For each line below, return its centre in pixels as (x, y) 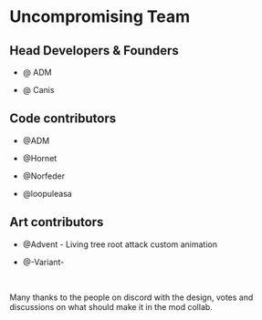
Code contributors (63, 119)
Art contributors (57, 222)
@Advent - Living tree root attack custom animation (120, 244)
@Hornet (40, 158)
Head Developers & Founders (94, 51)
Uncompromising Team (100, 17)
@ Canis (38, 90)
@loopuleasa (47, 193)
